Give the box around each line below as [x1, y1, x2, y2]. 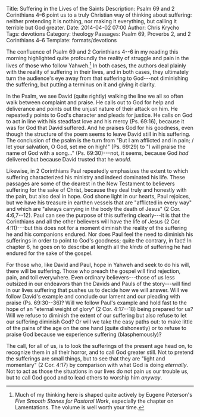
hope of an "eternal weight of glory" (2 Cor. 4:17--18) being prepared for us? [6, 305, 193, 312]
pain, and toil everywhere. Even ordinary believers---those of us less [6, 273, 176, 281]
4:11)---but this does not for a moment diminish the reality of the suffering [6, 224, 187, 231]
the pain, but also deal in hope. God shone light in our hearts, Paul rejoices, [6, 192, 190, 200]
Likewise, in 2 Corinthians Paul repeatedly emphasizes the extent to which [6, 167, 189, 175]
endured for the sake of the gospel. [6, 250, 93, 257]
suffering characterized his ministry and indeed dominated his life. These [6, 173, 186, 181]
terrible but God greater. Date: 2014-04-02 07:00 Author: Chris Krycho [6, 24, 180, 31]
